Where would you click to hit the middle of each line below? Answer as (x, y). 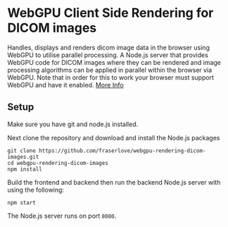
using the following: (36, 190)
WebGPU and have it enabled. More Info (66, 85)
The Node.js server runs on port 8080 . (62, 216)
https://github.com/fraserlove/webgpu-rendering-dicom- (122, 151)
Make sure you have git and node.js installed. (73, 124)
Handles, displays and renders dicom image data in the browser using (108, 47)
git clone (22, 151)
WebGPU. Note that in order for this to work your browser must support (111, 77)
